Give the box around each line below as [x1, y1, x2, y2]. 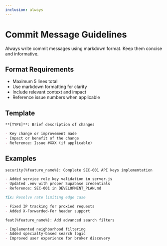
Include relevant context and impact [12, 89, 86, 95]
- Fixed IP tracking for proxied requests [5, 203, 95, 209]
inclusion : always [5, 7, 43, 12]
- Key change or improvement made [5, 131, 77, 136]
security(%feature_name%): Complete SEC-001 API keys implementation [5, 167, 153, 172]
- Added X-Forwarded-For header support [5, 208, 91, 213]
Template [5, 108, 35, 117]
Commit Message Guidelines [5, 28, 127, 40]
